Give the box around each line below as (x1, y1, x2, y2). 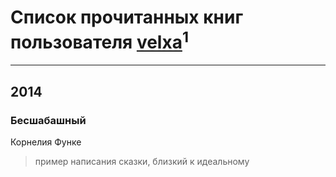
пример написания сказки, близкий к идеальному (34, 155, 250, 167)
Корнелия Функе (10, 136, 82, 148)
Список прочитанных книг (10, 6, 244, 29)
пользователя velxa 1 (10, 27, 189, 54)
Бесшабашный (10, 113, 87, 127)
